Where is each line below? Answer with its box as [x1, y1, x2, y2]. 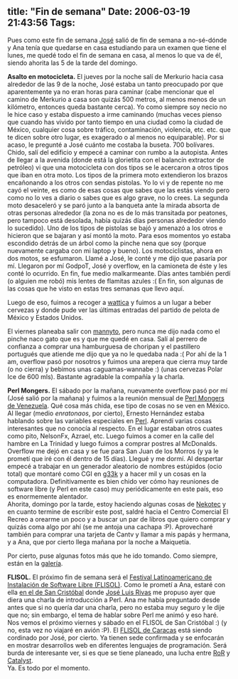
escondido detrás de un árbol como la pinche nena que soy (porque [7, 239, 207, 247]
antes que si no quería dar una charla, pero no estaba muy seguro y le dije [7, 603, 225, 611]
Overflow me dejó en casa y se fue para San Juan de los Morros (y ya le [7, 447, 219, 455]
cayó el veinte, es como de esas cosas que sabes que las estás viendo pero [7, 185, 230, 195]
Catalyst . [7, 655, 33, 665]
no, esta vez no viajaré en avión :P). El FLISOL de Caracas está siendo [7, 626, 212, 634]
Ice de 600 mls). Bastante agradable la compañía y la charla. [7, 372, 185, 380]
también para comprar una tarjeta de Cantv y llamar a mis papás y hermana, [7, 530, 231, 539]
